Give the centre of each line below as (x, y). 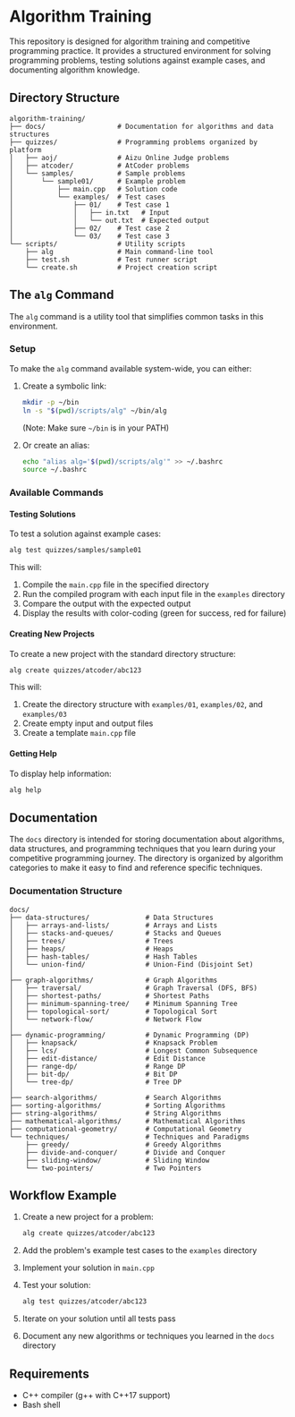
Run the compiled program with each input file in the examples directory (154, 594)
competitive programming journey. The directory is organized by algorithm (146, 858)
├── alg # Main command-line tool (120, 252)
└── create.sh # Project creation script (122, 267)
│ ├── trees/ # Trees (92, 941)
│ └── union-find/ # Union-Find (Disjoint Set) (131, 964)
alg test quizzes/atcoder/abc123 (84, 1302)
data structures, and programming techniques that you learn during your (143, 849)
